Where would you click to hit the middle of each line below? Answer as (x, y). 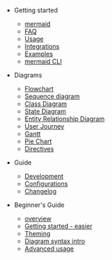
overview (38, 219)
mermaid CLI (43, 61)
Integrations (42, 46)
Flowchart (39, 89)
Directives (39, 149)
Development (44, 176)
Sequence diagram (52, 96)
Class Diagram (46, 104)
